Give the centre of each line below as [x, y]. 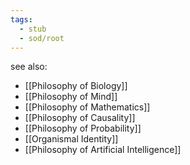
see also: [29, 67]
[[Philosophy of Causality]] [80, 118]
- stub [33, 29]
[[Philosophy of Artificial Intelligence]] [103, 150]
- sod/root [42, 38]
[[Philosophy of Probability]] [83, 128]
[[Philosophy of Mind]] [71, 97]
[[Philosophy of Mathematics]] [87, 107]
